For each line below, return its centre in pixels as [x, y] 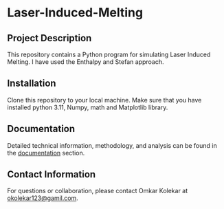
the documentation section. [46, 153]
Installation [32, 84]
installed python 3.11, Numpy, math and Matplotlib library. [88, 107]
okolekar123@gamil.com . [43, 198]
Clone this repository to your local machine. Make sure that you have [104, 100]
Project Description [49, 38]
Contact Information [52, 174]
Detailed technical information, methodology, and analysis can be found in [112, 145]
